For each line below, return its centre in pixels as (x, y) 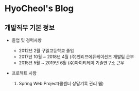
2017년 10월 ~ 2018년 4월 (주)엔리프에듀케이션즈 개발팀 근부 (76, 57)
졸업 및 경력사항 (26, 40)
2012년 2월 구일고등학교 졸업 (46, 51)
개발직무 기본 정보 (30, 27)
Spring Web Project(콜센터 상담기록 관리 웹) (61, 83)
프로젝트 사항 (24, 73)
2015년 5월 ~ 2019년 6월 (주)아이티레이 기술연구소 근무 (71, 63)
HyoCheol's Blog (39, 9)
